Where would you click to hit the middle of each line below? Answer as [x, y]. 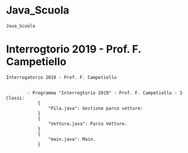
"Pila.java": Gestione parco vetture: [95, 108]
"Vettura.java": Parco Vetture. [88, 124]
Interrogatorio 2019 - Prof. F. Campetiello [61, 77]
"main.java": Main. [72, 139]
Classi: [16, 98]
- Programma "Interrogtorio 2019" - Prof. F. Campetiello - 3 [105, 93]
